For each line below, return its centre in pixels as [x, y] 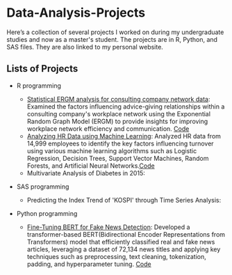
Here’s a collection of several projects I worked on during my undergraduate [115, 32]
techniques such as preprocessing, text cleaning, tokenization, [116, 256]
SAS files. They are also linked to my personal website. [85, 47]
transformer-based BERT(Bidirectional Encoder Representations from [126, 234]
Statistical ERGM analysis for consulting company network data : [118, 99]
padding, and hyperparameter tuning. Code [89, 264]
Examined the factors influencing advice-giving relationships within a [126, 107]
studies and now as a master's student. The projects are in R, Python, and [112, 39]
